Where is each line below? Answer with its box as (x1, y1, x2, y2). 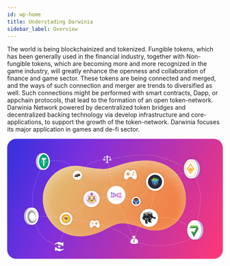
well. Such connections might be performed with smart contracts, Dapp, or (7, 89, 218, 97)
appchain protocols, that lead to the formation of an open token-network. (7, 96, 214, 104)
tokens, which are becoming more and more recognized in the (31, 60, 207, 68)
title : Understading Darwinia (7, 18, 94, 25)
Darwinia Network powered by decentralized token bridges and (7, 104, 186, 112)
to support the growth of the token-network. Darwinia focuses (44, 118, 220, 126)
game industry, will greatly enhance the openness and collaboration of (7, 67, 206, 75)
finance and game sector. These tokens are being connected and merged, (7, 74, 216, 82)
